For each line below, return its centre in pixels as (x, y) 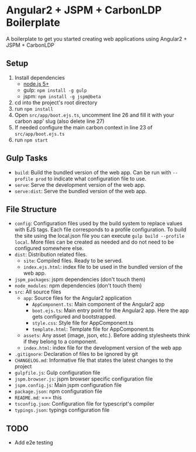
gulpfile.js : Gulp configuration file (57, 373)
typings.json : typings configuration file (62, 410)
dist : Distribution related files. (51, 255)
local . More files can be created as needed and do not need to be (94, 242)
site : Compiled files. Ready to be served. (73, 261)
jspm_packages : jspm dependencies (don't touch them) (80, 279)
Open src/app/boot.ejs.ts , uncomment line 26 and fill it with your (94, 115)
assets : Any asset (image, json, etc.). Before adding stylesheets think (106, 335)
